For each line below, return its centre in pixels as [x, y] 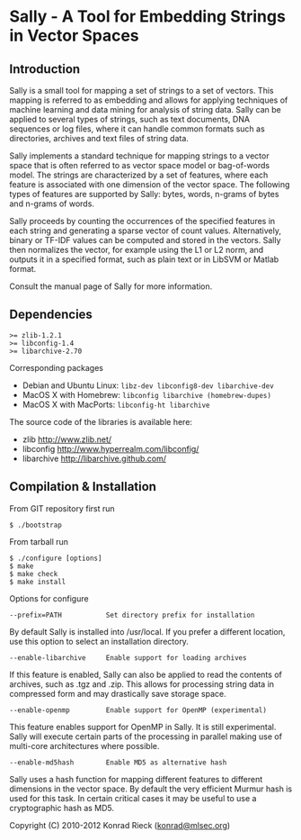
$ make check [34, 574]
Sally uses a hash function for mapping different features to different [136, 779]
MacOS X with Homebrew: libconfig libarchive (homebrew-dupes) [147, 394]
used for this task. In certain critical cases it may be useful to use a [133, 798]
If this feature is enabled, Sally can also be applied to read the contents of [146, 674]
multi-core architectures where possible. [84, 745]
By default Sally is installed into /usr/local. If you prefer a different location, [147, 631]
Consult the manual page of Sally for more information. [111, 286]
